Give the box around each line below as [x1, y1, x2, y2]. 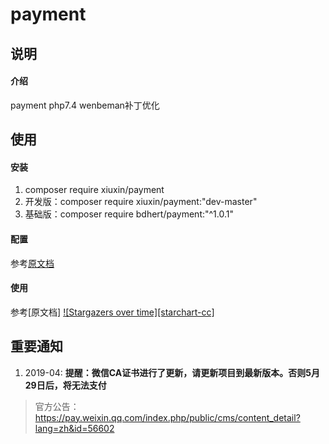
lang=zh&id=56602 [34, 422, 115, 434]
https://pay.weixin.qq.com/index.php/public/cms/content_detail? [34, 411, 301, 423]
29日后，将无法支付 [24, 379, 107, 391]
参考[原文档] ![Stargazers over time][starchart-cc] [10, 306, 215, 318]
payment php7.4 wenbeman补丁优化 [10, 99, 160, 111]
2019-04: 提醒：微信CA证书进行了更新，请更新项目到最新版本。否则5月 [24, 366, 320, 378]
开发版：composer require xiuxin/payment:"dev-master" [24, 196, 258, 208]
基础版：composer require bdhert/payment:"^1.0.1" [24, 208, 235, 220]
